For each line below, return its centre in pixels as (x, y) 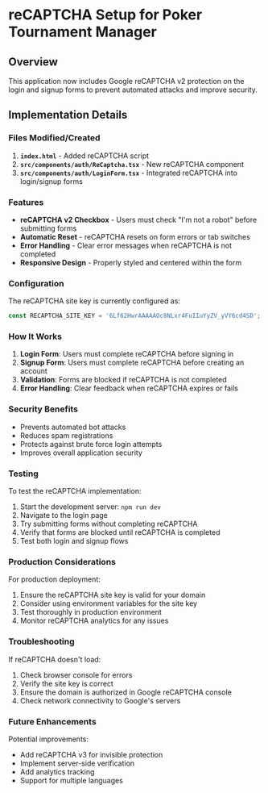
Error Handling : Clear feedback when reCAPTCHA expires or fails (129, 388)
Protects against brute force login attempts (91, 444)
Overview (33, 62)
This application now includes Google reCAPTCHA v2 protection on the (126, 81)
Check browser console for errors (76, 674)
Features (26, 202)
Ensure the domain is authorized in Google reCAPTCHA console (126, 692)
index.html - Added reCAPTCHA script (85, 156)
